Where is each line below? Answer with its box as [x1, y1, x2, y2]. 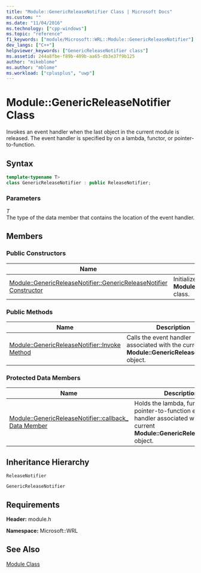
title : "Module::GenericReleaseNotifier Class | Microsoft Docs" [6, 8, 172, 15]
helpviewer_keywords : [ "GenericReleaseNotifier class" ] [6, 48, 148, 54]
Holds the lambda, [134, 399, 185, 408]
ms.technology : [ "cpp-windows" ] [6, 25, 87, 32]
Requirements [6, 499, 60, 510]
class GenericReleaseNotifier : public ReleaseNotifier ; [6, 180, 151, 186]
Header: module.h [6, 516, 51, 523]
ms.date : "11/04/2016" [6, 20, 63, 26]
